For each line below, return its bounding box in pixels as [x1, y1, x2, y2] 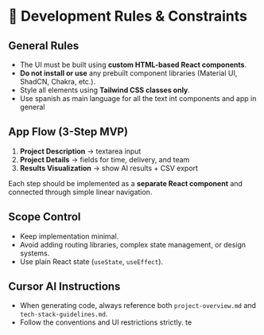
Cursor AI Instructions [8, 280, 121, 294]
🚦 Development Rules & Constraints [8, 7, 248, 25]
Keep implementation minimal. [19, 231, 119, 241]
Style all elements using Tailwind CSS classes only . [19, 85, 191, 95]
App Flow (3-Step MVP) [8, 125, 129, 138]
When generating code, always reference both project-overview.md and [19, 301, 257, 310]
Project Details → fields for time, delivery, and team [19, 154, 190, 164]
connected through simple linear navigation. [8, 187, 153, 197]
